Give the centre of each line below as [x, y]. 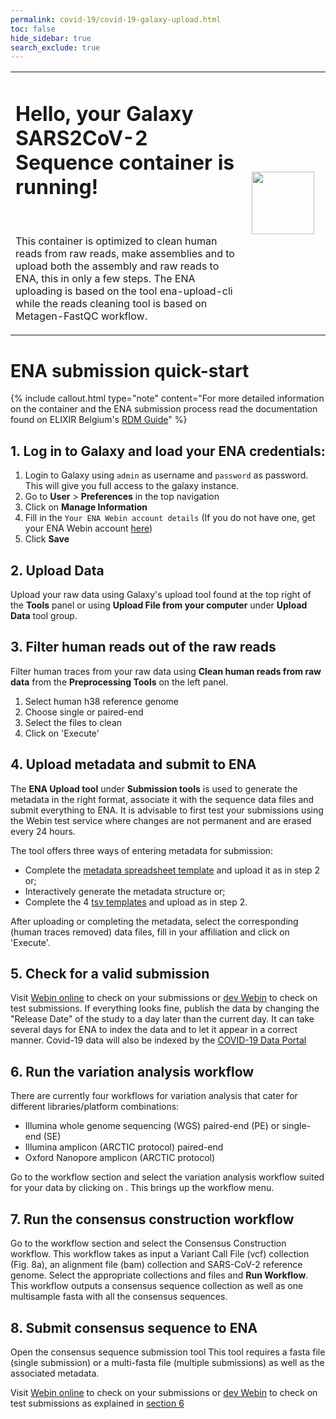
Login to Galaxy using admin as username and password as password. [166, 475]
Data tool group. [44, 616]
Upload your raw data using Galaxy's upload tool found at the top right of [161, 595]
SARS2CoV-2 [81, 138]
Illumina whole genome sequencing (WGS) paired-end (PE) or [152, 1126]
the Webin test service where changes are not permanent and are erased [161, 820]
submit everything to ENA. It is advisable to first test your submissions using [167, 810]
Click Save [47, 539]
